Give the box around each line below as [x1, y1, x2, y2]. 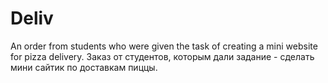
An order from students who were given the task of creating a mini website [10, 40, 318, 52]
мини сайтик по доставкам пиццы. [10, 61, 158, 73]
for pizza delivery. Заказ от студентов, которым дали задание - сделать [10, 50, 315, 62]
